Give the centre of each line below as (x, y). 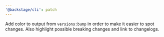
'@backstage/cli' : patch (31, 10)
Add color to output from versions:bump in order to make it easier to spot (80, 24)
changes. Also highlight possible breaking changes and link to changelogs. (82, 29)
